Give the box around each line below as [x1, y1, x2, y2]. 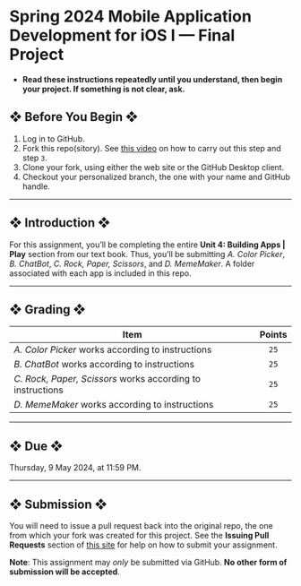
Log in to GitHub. [21, 133, 85, 144]
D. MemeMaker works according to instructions [13, 399, 214, 411]
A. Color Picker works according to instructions [13, 343, 212, 356]
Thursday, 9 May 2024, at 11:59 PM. [9, 462, 142, 473]
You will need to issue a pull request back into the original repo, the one [9, 521, 273, 530]
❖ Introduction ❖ [9, 215, 111, 230]
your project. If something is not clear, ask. [21, 83, 185, 94]
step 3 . [21, 152, 47, 163]
